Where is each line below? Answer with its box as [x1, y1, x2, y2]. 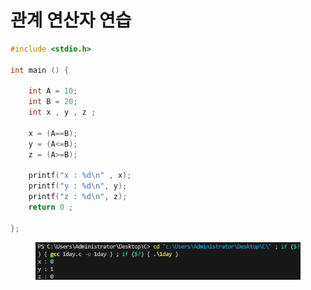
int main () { [10, 65, 70, 75]
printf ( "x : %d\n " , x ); [28, 171, 132, 181]
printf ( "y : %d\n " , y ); [28, 181, 128, 191]
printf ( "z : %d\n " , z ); [28, 192, 128, 202]
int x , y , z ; [28, 107, 97, 118]
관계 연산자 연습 [10, 9, 132, 32]
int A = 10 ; [28, 86, 78, 96]
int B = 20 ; [28, 97, 78, 107]
